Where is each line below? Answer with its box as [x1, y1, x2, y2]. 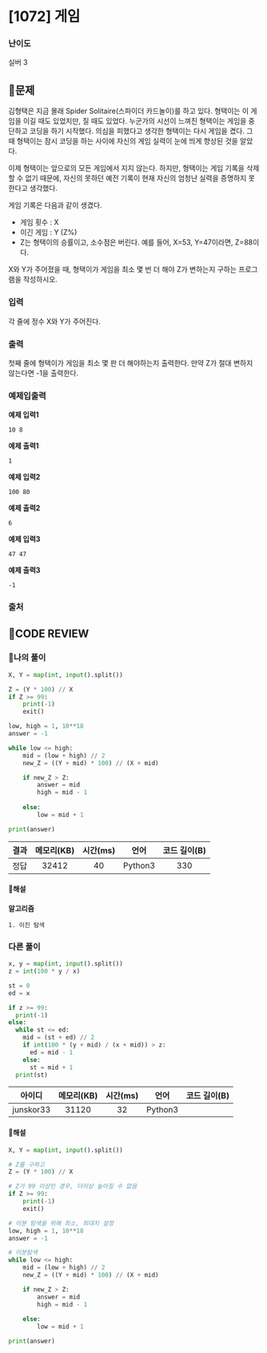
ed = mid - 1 [29, 1048, 74, 1056]
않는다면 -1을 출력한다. [8, 368, 78, 378]
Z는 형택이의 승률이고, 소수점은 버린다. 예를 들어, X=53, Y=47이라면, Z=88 [19, 237, 253, 247]
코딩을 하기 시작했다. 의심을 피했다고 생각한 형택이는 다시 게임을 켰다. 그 [29, 126, 253, 136]
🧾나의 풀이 [8, 652, 46, 663]
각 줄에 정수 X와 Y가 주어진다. [8, 316, 102, 326]
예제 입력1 [8, 410, 39, 419]
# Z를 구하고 [8, 1161, 46, 1169]
